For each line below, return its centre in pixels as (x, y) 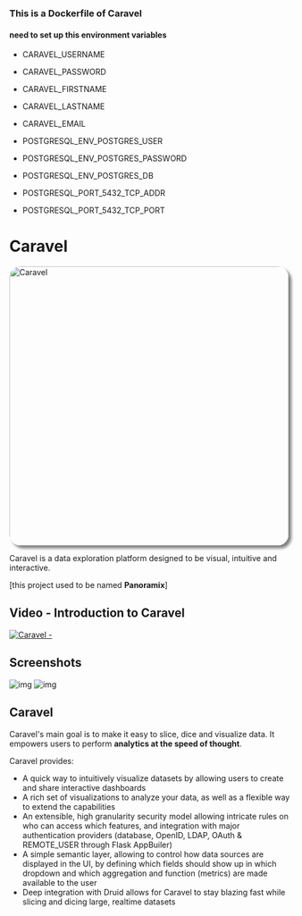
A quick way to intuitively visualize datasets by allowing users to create (153, 778)
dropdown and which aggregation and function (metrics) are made (145, 873)
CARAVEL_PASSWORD (64, 72)
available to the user (59, 882)
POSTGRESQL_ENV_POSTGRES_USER (92, 141)
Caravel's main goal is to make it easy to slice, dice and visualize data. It (142, 734)
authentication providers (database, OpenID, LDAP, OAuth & (132, 835)
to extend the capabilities (69, 806)
